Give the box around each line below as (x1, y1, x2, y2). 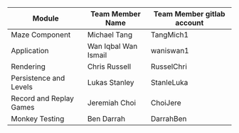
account (175, 18, 204, 28)
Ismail (87, 50, 107, 59)
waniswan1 (150, 46, 190, 55)
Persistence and (11, 74, 65, 83)
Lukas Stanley (87, 78, 134, 87)
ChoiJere (150, 98, 181, 108)
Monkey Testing (11, 114, 65, 123)
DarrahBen (150, 114, 187, 123)
